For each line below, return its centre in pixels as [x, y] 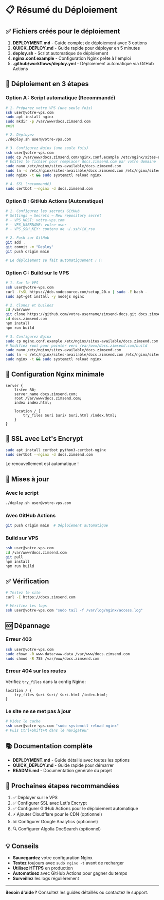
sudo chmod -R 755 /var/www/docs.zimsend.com [52, 658]
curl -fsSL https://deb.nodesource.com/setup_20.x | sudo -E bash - [76, 292]
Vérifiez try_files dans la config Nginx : [46, 682]
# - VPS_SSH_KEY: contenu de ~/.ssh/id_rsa [50, 229]
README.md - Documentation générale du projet [62, 771]
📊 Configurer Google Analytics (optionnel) [55, 822]
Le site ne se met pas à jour [38, 711]
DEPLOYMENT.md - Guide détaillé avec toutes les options [71, 760]
